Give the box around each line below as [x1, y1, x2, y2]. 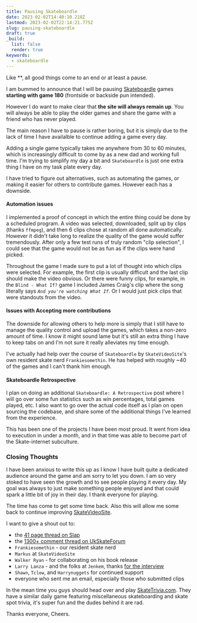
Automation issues [6, 200, 54, 207]
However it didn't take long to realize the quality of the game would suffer [6, 232, 184, 239]
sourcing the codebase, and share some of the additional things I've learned [6, 408, 191, 415]
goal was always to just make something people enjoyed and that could [6, 485, 179, 492]
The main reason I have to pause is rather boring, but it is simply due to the [6, 127, 188, 134]
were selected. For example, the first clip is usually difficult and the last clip [6, 269, 188, 276]
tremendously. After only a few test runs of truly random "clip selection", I [6, 239, 184, 246]
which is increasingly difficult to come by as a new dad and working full [6, 150, 179, 158]
